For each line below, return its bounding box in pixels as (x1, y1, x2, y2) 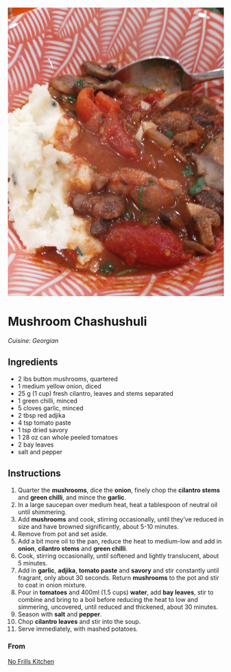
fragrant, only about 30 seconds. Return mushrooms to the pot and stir (17, 573, 219, 581)
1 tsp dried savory (17, 425, 69, 434)
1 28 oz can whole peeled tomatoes (17, 433, 119, 441)
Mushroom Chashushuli (8, 314, 147, 330)
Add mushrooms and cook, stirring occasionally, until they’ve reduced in (17, 515, 224, 523)
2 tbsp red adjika (17, 411, 66, 419)
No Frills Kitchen (8, 657, 54, 665)
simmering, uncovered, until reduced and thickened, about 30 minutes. (17, 603, 219, 611)
